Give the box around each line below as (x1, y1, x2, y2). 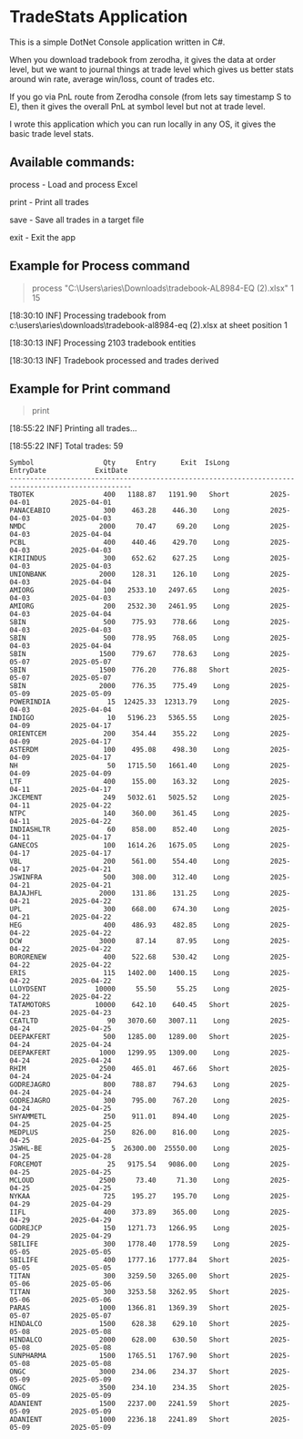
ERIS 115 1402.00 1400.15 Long (9, 969, 230, 978)
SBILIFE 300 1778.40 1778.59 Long (9, 1239, 230, 1249)
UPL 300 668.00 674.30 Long (9, 905, 230, 914)
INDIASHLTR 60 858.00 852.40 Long (9, 825, 230, 835)
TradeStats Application (9, 6, 188, 27)
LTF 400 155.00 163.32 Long (9, 777, 230, 786)
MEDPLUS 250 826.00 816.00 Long (9, 1128, 230, 1137)
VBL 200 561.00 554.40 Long (9, 857, 230, 867)
